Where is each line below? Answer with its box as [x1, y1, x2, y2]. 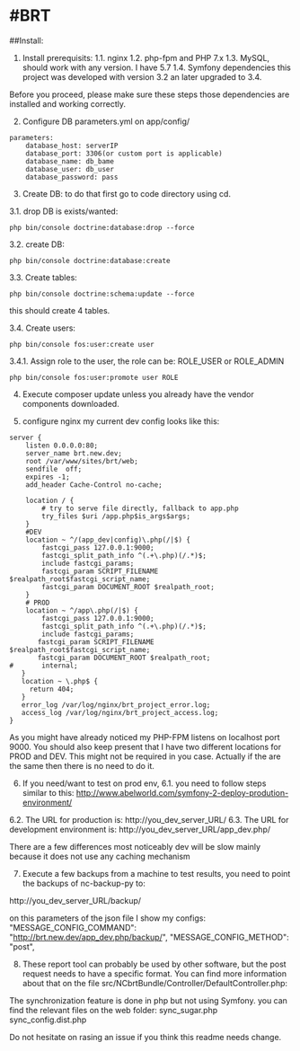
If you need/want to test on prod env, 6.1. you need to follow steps [22, 778, 267, 789]
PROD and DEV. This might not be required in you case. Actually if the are [9, 751, 281, 762]
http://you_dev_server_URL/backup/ [9, 895, 142, 905]
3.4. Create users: [9, 322, 76, 333]
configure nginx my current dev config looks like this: [22, 415, 220, 427]
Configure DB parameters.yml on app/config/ [22, 116, 190, 127]
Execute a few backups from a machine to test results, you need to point [22, 868, 291, 879]
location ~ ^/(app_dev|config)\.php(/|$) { [25, 535, 191, 544]
